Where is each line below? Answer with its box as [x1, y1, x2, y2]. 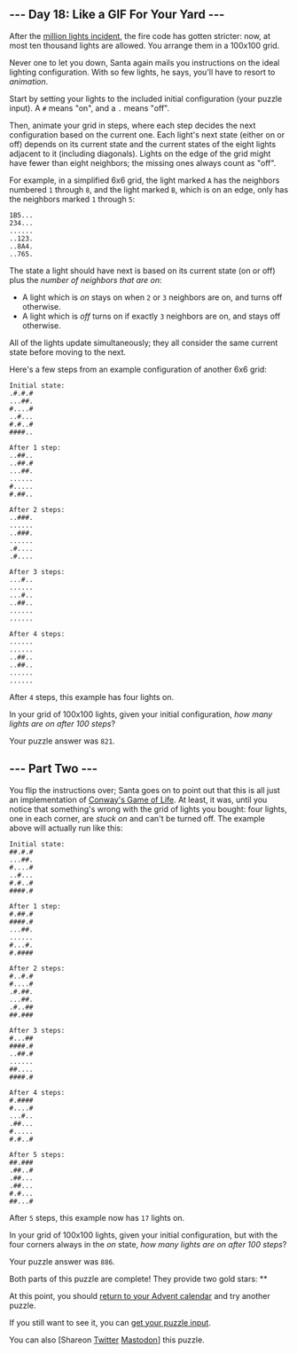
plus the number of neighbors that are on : [9, 274, 162, 285]
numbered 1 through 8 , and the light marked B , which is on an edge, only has [9, 184, 289, 194]
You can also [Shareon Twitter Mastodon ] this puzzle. [9, 1334, 206, 1345]
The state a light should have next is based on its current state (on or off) [9, 265, 277, 276]
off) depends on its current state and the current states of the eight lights [9, 138, 277, 149]
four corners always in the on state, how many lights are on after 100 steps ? [9, 1239, 287, 1249]
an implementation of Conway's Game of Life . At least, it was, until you [9, 794, 268, 805]
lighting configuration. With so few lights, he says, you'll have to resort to [9, 67, 276, 77]
